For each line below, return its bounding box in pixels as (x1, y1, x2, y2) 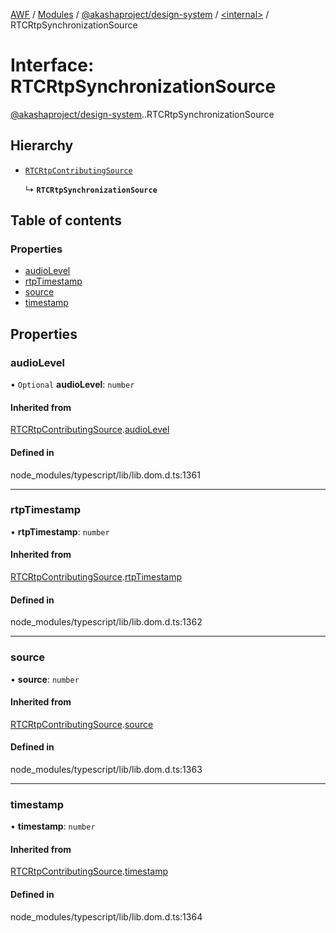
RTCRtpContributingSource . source (10, 718, 154, 730)
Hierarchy (10, 137, 74, 154)
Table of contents (10, 212, 122, 229)
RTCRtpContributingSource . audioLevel (10, 424, 170, 436)
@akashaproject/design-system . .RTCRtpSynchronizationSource (10, 108, 275, 120)
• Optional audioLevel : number (10, 379, 135, 391)
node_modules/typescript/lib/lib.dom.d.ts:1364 (10, 910, 203, 923)
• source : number (10, 673, 80, 685)
